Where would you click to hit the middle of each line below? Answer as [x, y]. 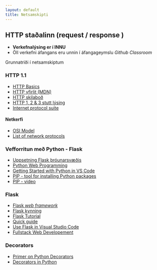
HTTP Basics [26, 86]
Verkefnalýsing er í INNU [39, 47]
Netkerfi [14, 120]
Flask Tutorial [27, 216]
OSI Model [23, 130]
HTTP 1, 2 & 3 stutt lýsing [39, 102]
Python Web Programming [40, 166]
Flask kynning [27, 211]
